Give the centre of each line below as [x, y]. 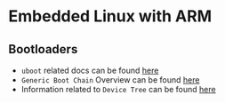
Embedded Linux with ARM [110, 16]
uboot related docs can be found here [90, 70]
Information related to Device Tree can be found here [118, 89]
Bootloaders [43, 49]
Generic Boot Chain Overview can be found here [110, 80]
